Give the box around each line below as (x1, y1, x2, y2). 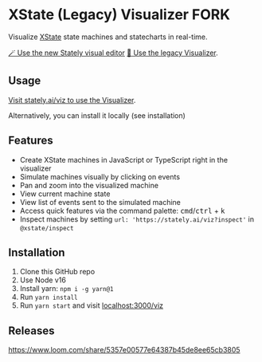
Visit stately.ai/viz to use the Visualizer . (8, 95, 136, 104)
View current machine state (19, 189, 111, 199)
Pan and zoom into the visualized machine (19, 180, 159, 190)
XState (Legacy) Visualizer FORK (8, 6, 231, 24)
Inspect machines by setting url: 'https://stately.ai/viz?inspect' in (19, 214, 255, 224)
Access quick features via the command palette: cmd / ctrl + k (19, 206, 225, 215)
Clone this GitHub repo (19, 267, 96, 277)
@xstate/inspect (19, 224, 74, 232)
